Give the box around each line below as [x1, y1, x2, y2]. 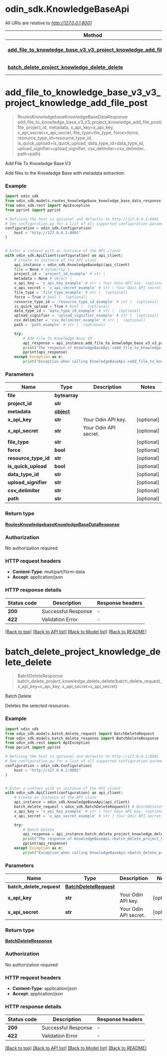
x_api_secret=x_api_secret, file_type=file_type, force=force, [17, 129, 139, 135]
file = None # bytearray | [14, 267, 70, 272]
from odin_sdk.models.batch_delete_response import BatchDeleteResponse [5, 736, 159, 741]
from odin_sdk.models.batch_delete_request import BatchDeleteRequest [5, 731, 155, 736]
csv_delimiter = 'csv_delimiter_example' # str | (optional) [14, 318, 146, 323]
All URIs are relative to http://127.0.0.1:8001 [5, 20, 92, 26]
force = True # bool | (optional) [14, 294, 88, 299]
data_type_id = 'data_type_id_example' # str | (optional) [14, 308, 141, 314]
